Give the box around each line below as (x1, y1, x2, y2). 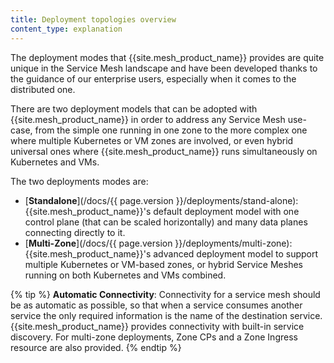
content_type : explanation (10, 24, 123, 34)
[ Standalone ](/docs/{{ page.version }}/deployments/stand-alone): (24, 194, 299, 206)
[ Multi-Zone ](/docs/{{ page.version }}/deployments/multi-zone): (24, 237, 293, 249)
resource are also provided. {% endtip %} (10, 341, 182, 353)
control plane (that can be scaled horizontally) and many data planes (24, 216, 308, 228)
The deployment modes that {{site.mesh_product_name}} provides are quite (10, 51, 325, 63)
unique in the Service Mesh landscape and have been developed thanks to (10, 62, 318, 74)
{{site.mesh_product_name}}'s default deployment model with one (24, 205, 300, 217)
